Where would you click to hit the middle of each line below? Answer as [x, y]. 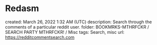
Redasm [22, 8]
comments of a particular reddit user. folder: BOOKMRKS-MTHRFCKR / [77, 27]
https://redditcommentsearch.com [40, 37]
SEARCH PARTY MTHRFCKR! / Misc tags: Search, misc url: [65, 32]
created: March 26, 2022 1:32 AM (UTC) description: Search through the [78, 22]
